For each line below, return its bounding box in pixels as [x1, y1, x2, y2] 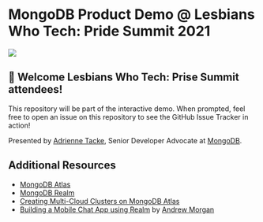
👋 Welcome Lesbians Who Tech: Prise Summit [8, 71, 239, 84]
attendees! [8, 83, 63, 96]
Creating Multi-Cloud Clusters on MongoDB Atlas [19, 196, 180, 205]
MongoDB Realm [19, 187, 75, 198]
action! [8, 120, 31, 130]
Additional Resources [8, 159, 116, 172]
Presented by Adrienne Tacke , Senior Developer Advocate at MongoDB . [8, 135, 242, 145]
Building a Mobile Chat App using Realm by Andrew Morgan [19, 205, 215, 214]
